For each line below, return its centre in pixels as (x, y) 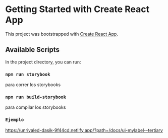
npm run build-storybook (36, 97)
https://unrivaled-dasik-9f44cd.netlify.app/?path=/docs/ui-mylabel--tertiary (84, 130)
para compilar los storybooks (36, 107)
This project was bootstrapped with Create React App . (62, 34)
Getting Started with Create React (77, 9)
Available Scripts (32, 50)
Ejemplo (15, 120)
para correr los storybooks (33, 85)
